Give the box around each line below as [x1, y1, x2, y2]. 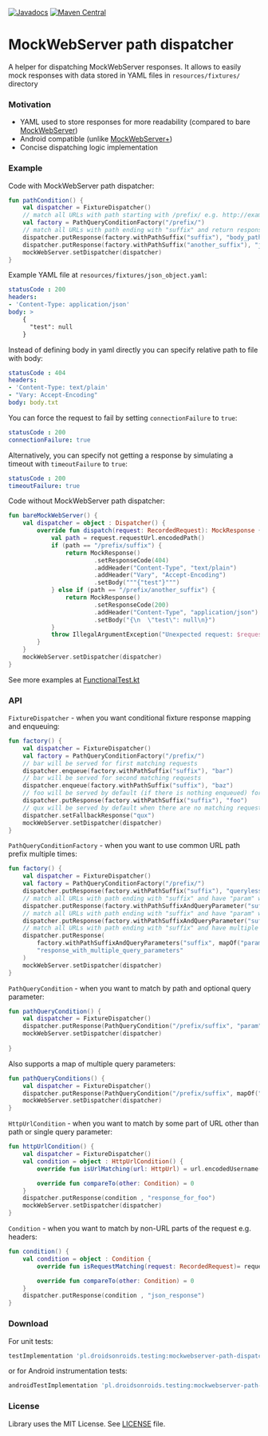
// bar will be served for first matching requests [22, 759, 198, 767]
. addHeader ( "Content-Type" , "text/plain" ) [93, 564, 238, 572]
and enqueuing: [8, 722, 60, 731]
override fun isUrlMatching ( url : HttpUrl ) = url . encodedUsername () [37, 1165, 266, 1173]
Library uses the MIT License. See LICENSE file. [8, 1418, 166, 1428]
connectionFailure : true [8, 436, 91, 444]
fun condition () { [8, 1248, 69, 1256]
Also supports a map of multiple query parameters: [8, 1058, 176, 1068]
